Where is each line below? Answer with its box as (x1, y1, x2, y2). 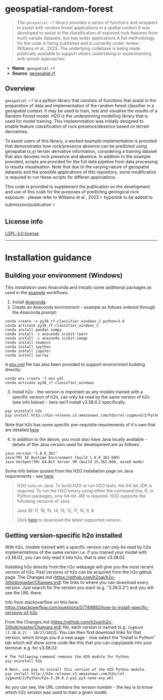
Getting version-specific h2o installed (5, 531, 122, 539)
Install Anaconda (12, 299, 46, 305)
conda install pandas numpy (5, 327, 62, 332)
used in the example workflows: (5, 289, 69, 295)
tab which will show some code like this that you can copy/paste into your (5, 640, 153, 646)
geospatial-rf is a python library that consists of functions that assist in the (5, 97, 156, 103)
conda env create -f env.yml (5, 376, 64, 381)
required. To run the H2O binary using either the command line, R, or (16, 488, 154, 494)
